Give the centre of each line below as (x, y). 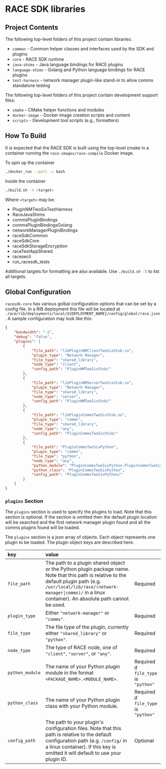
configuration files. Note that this (83, 729)
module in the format (69, 673)
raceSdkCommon (30, 235)
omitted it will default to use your (83, 753)
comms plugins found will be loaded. (42, 527)
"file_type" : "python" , (56, 456)
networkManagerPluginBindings (45, 230)
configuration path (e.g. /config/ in (86, 741)
